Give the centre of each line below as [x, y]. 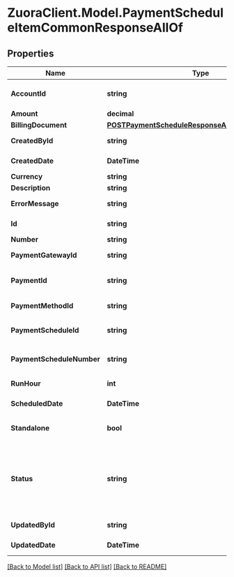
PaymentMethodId [42, 306]
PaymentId [29, 280]
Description [31, 188]
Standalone [30, 428]
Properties [31, 53]
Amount [24, 114]
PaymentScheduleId [45, 330]
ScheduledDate [37, 403]
